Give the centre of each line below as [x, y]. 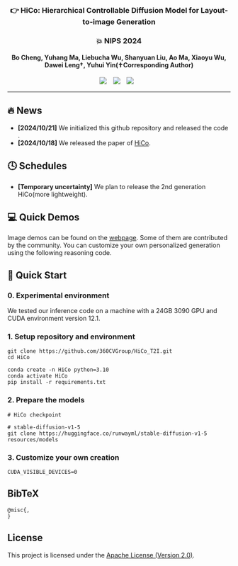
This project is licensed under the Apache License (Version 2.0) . [101, 555]
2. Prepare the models [46, 400]
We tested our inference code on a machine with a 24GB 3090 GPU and [112, 311]
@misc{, [19, 510]
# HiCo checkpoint [34, 415]
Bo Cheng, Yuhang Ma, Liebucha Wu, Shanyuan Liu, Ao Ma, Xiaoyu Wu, [119, 57]
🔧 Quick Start [37, 275]
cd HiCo [19, 358]
